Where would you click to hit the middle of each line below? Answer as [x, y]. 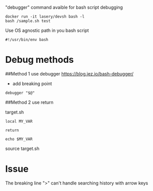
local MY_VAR [19, 121]
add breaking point [32, 84]
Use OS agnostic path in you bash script [47, 30]
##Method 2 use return [30, 102]
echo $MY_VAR [19, 139]
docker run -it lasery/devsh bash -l [45, 17]
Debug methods [40, 60]
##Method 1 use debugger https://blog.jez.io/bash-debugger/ [69, 73]
